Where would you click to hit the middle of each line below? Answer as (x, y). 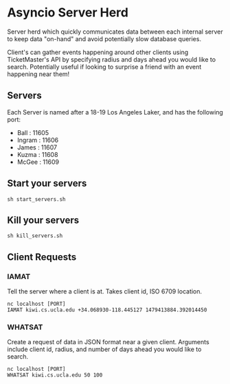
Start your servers (47, 183)
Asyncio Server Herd (68, 13)
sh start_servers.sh (37, 199)
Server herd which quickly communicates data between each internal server (115, 32)
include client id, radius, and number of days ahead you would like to (104, 349)
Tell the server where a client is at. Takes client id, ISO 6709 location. (105, 291)
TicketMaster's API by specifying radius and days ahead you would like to (112, 59)
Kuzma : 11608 (37, 154)
